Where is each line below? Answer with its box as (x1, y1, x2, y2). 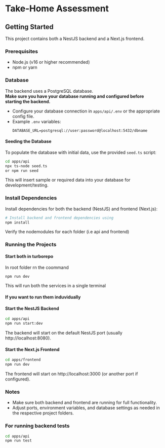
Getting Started (5, 23, 54, 31)
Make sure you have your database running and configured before (5, 93, 144, 99)
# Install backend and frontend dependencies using (5, 215, 114, 220)
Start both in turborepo (5, 253, 53, 259)
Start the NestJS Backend (5, 305, 59, 311)
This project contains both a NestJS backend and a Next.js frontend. (5, 36, 145, 41)
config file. (12, 113, 35, 119)
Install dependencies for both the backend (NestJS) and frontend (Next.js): (5, 206, 158, 212)
